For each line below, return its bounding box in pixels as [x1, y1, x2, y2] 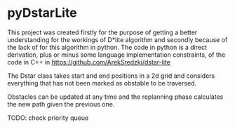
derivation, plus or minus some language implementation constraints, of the [7, 50, 226, 59]
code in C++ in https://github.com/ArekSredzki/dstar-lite [7, 57, 170, 66]
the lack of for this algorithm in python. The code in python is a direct [7, 43, 208, 51]
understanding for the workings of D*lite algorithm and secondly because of [7, 35, 228, 43]
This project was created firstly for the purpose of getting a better [7, 28, 198, 36]
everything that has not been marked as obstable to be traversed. [7, 79, 197, 87]
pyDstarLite [7, 5, 77, 21]
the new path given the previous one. [7, 100, 115, 108]
